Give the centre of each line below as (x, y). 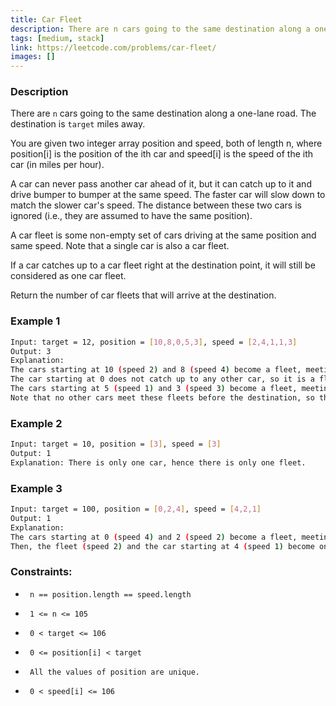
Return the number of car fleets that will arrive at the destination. (143, 295)
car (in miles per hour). (57, 165)
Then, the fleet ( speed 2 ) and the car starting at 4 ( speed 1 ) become (162, 546)
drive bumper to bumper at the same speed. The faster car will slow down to (168, 195)
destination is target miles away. (78, 124)
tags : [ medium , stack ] (57, 38)
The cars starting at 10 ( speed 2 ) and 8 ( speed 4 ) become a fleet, (156, 370)
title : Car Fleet (46, 19)
